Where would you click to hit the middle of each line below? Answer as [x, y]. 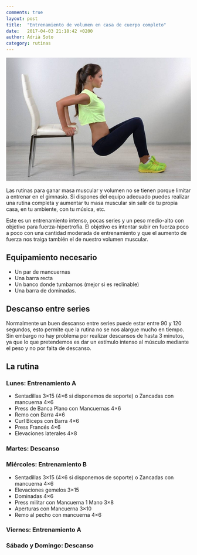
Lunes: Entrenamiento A [41, 383]
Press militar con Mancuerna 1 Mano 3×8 [64, 502]
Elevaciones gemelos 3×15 [47, 490]
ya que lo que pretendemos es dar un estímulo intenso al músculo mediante [98, 342]
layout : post [22, 18]
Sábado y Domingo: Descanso [50, 546]
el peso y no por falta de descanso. [49, 348]
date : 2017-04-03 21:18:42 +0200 [50, 31]
